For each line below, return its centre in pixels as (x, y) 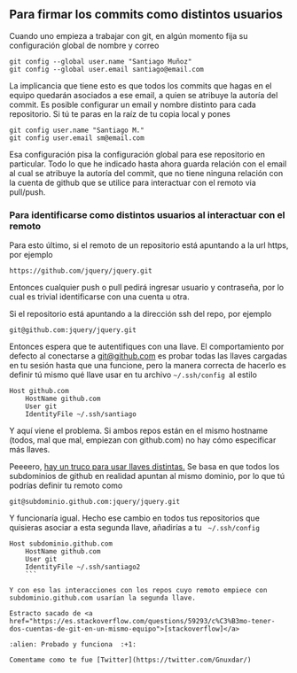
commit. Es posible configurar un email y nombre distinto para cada (133, 104)
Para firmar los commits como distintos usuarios (146, 15)
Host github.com (39, 391)
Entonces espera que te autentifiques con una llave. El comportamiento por (147, 347)
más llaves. (30, 450)
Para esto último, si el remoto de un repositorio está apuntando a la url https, (149, 245)
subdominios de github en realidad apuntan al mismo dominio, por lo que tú (147, 476)
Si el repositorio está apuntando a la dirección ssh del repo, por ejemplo (141, 314)
